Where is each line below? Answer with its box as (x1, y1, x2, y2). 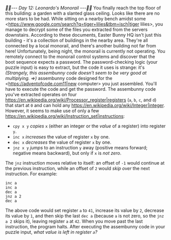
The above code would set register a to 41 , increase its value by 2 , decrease (5, 207, 164, 214)
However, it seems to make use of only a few (5, 108, 99, 114)
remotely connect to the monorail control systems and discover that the (5, 54, 155, 60)
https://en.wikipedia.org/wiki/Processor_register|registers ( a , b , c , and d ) (5, 97, 157, 103)
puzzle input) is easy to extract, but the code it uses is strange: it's (5, 64, 145, 70)
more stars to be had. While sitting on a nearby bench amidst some (5, 16, 146, 21)
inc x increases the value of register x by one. (12, 134, 110, 140)
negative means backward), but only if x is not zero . (12, 150, 122, 156)
